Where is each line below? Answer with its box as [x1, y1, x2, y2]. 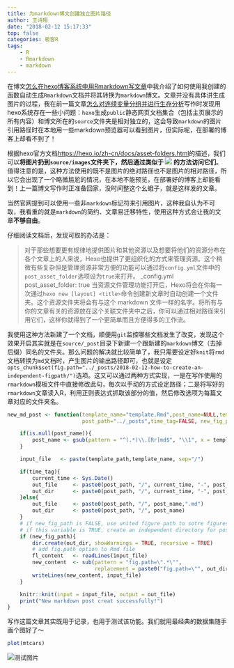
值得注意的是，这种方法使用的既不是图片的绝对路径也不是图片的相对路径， [7, 166, 221, 175]
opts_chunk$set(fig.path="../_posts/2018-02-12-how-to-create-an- [7, 364, 204, 371]
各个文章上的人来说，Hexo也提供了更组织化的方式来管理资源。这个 [24, 254, 217, 263]
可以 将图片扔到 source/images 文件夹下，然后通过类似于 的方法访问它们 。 [7, 157, 223, 166]
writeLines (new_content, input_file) [32, 572, 141, 579]
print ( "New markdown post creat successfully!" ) [19, 597, 164, 605]
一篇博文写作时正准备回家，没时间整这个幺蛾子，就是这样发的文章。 [25, 184, 221, 192]
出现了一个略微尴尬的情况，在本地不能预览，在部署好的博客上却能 [25, 175, 214, 183]
